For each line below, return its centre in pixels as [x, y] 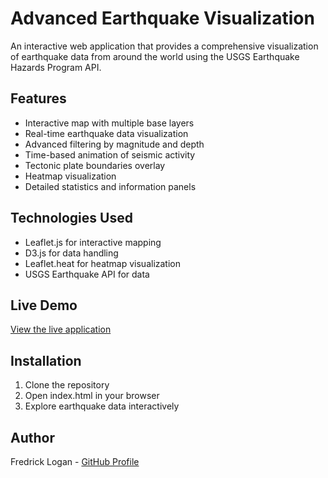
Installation [46, 360]
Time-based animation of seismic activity [110, 154]
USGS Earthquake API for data [87, 274]
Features [38, 98]
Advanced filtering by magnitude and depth [114, 144]
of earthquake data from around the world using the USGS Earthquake [155, 56]
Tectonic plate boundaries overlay [95, 165]
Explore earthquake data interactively [102, 406]
